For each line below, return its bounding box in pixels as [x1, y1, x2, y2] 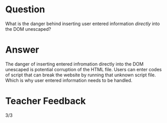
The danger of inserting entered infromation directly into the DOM [5, 60, 144, 67]
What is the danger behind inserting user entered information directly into [5, 20, 160, 27]
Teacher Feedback [5, 95, 86, 107]
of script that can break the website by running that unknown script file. [5, 72, 156, 78]
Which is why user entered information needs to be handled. [5, 77, 133, 83]
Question [5, 4, 45, 15]
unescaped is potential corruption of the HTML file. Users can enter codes [5, 66, 162, 72]
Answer [5, 44, 39, 56]
